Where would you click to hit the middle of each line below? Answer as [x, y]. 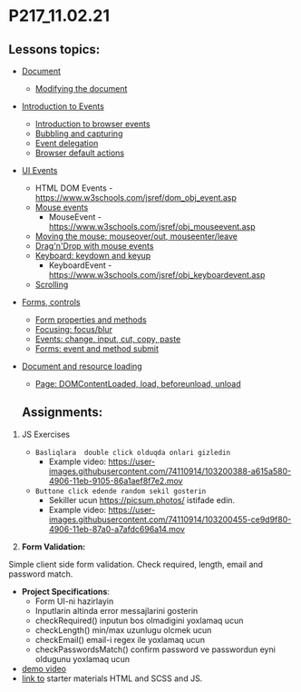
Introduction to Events [63, 106]
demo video [44, 668]
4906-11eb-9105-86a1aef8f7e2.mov [116, 480]
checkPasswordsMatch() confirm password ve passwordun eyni [155, 649]
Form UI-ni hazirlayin [74, 601]
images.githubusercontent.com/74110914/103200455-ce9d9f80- [170, 519]
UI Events [39, 170]
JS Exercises [45, 434]
